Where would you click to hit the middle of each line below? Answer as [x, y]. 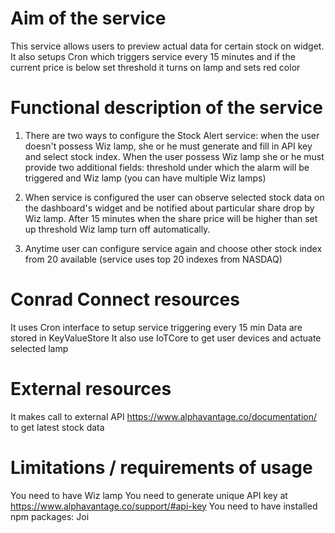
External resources [91, 389]
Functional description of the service [166, 108]
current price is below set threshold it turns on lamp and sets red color [155, 67]
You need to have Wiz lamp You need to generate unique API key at [149, 495]
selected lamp [39, 348]
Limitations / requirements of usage [161, 467]
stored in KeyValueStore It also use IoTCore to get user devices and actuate [166, 338]
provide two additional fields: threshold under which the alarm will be [167, 167]
